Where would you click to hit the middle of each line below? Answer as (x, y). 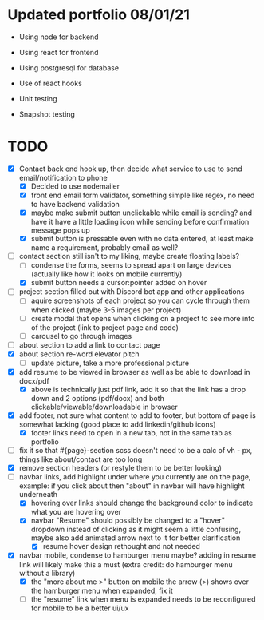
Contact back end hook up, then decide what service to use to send (130, 169)
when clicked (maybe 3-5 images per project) (106, 310)
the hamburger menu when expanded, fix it (102, 590)
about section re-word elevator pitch (79, 354)
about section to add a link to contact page (89, 344)
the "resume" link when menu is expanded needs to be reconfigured (143, 599)
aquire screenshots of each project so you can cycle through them (140, 300)
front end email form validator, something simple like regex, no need (143, 195)
